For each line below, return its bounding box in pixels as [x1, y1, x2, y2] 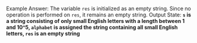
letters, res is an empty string [6, 30, 80, 37]
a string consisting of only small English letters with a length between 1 [6, 18, 185, 24]
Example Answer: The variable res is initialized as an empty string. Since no [6, 5, 191, 12]
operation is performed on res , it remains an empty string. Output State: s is [6, 11, 192, 18]
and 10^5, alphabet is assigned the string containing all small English [6, 24, 178, 31]
